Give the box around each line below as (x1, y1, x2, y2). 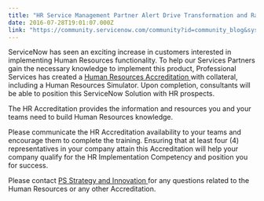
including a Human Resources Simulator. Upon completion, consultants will (8, 81, 251, 90)
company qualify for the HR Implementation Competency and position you (8, 153, 248, 162)
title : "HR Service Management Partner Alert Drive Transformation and (8, 11, 247, 20)
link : (8, 26, 26, 34)
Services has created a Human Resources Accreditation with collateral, (8, 72, 238, 82)
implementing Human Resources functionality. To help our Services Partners (8, 56, 255, 65)
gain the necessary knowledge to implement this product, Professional (8, 64, 237, 74)
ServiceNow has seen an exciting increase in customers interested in (8, 48, 232, 57)
